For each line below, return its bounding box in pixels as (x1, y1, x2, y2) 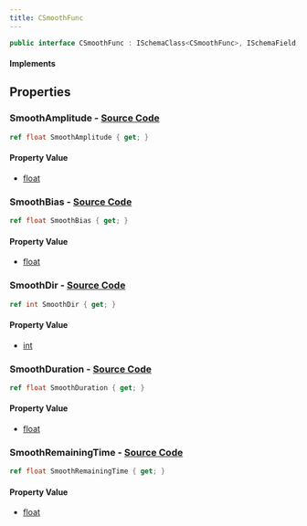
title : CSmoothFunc (9, 13, 84, 23)
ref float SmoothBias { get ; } (9, 216, 129, 226)
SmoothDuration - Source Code (9, 363, 153, 375)
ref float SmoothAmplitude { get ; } (9, 132, 149, 142)
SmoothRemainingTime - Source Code (9, 446, 184, 458)
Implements (9, 58, 57, 69)
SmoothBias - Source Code (9, 195, 132, 208)
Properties (9, 84, 71, 100)
